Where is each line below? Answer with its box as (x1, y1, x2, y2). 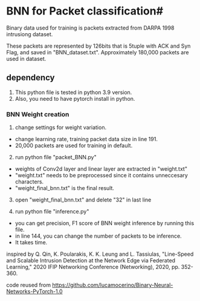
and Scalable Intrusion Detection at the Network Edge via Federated (6, 257, 176, 264)
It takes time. (15, 239, 48, 246)
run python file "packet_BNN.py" (15, 154, 97, 161)
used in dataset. (6, 55, 47, 62)
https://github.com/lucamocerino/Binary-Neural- (52, 282, 173, 289)
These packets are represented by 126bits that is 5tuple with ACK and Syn (6, 42, 191, 49)
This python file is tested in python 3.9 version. (15, 89, 132, 96)
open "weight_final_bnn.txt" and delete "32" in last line (15, 196, 152, 203)
